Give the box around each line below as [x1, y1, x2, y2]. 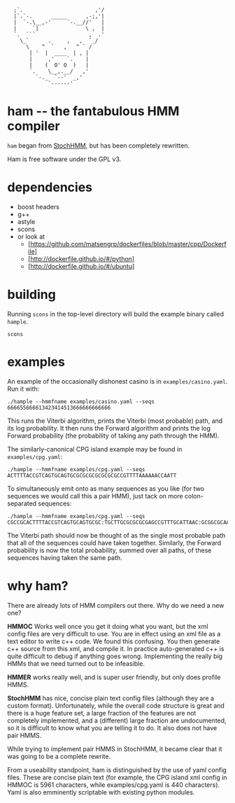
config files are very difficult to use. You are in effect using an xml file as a [7, 629, 221, 638]
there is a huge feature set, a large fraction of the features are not [7, 708, 197, 717]
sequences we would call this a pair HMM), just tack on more [7, 491, 183, 500]
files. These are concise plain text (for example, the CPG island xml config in [7, 773, 227, 781]
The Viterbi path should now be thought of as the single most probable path [7, 531, 226, 539]
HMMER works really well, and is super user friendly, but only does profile [7, 673, 221, 681]
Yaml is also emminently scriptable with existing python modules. [7, 788, 195, 796]
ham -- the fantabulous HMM [7, 104, 180, 119]
